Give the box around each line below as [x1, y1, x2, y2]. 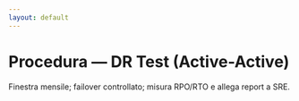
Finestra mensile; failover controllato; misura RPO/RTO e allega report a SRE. [8, 81, 290, 92]
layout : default [8, 13, 69, 22]
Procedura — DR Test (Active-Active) [8, 51, 290, 72]
